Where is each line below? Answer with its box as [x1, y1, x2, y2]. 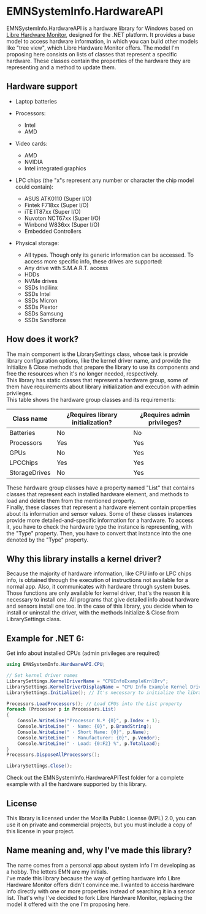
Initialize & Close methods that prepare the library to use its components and [6, 363, 200, 371]
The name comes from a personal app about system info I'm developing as [6, 861, 196, 869]
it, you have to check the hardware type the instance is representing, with [6, 523, 193, 531]
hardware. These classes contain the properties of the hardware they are [6, 57, 191, 64]
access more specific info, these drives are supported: [24, 257, 162, 265]
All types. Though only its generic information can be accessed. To [24, 251, 194, 259]
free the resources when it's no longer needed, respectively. [6, 369, 159, 377]
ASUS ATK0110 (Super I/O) [24, 195, 92, 202]
